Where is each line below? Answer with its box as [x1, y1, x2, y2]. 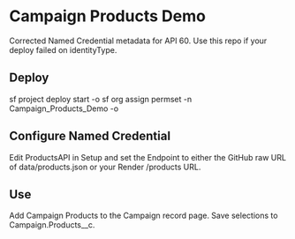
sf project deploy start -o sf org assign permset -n [9, 93, 193, 104]
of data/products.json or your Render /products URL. [9, 161, 201, 172]
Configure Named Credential [9, 129, 170, 144]
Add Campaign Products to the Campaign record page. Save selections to [9, 210, 278, 221]
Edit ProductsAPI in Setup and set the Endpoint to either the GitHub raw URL [9, 152, 287, 162]
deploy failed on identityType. [9, 44, 117, 55]
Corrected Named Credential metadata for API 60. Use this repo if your [9, 35, 268, 46]
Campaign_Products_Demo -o [9, 103, 119, 114]
